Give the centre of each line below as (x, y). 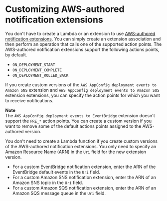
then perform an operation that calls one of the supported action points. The (83, 44)
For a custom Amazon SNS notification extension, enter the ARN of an (84, 177)
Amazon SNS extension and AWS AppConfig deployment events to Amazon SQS (82, 90)
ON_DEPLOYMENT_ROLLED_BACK (40, 75)
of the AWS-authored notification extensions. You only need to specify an (81, 146)
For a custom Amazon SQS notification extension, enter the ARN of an (84, 188)
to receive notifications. (29, 100)
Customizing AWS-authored (65, 9)
